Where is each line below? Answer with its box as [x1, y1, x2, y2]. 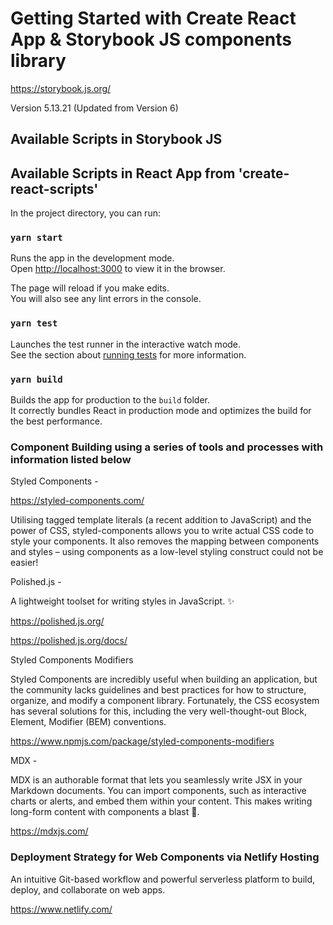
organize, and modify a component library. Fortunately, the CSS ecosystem [10, 695, 320, 707]
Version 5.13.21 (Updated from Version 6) [10, 102, 179, 114]
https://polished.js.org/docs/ [10, 635, 128, 647]
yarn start [10, 232, 63, 244]
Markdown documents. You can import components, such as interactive [10, 785, 307, 797]
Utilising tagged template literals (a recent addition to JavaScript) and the [10, 514, 312, 526]
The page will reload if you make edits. [10, 282, 170, 294]
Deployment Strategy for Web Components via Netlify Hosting [10, 850, 320, 864]
